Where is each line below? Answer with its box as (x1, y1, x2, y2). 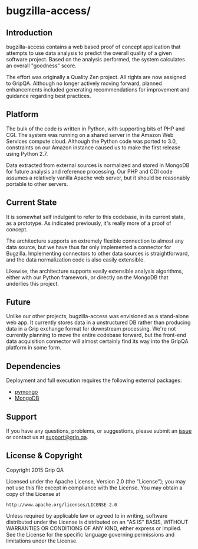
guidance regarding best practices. (6, 93, 91, 99)
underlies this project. (6, 280, 59, 287)
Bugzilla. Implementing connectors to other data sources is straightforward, (6, 250, 190, 257)
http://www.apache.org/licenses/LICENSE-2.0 (6, 502, 117, 508)
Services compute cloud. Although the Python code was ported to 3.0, (6, 138, 177, 145)
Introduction (6, 28, 53, 38)
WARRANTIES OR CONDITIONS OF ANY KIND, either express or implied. (6, 524, 181, 532)
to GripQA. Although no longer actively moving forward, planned (6, 80, 162, 87)
